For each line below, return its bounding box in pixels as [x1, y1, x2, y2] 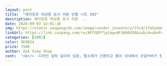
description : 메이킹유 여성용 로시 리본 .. [5, 16, 87, 21]
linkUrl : [5, 30, 23, 35]
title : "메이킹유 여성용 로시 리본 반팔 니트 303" [5, 12, 99, 17]
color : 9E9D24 [5, 40, 35, 45]
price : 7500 [5, 44, 30, 49]
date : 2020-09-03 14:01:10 [5, 21, 61, 26]
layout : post [5, 7, 32, 12]
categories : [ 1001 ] [5, 35, 46, 40]
